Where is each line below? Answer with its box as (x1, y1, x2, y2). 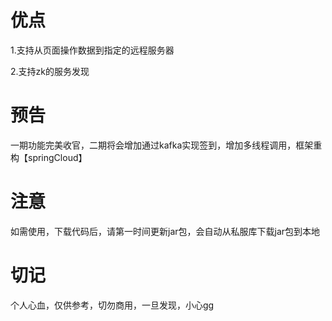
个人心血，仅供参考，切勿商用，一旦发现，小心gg (10, 299, 215, 311)
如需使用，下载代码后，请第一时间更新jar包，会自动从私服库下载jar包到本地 (10, 225, 321, 237)
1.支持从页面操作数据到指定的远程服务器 (10, 44, 175, 56)
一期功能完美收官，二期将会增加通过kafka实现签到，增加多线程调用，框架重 (10, 139, 323, 151)
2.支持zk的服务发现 (10, 65, 90, 77)
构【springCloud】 (10, 151, 88, 163)
